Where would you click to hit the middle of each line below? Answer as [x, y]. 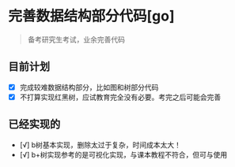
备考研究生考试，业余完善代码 [76, 39]
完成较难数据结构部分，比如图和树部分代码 [89, 87]
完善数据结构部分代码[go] [91, 16]
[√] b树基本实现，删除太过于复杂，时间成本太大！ [100, 145]
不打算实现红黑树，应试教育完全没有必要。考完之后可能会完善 [120, 97]
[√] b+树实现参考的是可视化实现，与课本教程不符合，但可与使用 [123, 154]
